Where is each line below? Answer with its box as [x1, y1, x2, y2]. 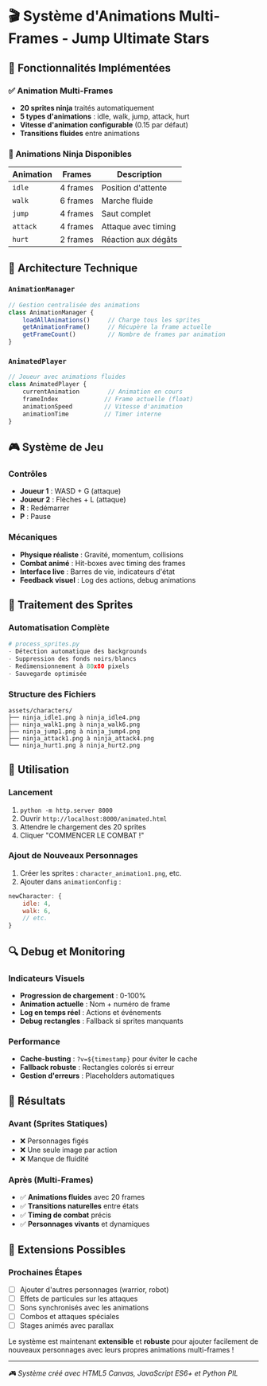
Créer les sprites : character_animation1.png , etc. [19, 868, 182, 877]
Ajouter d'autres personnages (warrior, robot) [19, 1284, 169, 1294]
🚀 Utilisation [8, 763, 70, 777]
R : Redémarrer [19, 503, 70, 513]
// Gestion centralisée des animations [8, 301, 141, 309]
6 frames [60, 195, 94, 206]
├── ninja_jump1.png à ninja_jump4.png [8, 727, 141, 736]
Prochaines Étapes [8, 1267, 83, 1278]
